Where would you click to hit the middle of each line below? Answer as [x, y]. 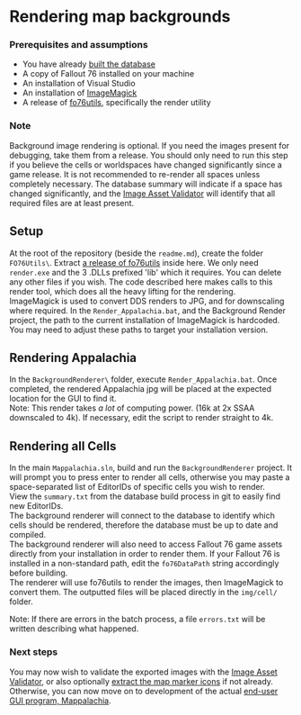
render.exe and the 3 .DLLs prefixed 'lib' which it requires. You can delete [146, 272]
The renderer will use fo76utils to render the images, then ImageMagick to [146, 583]
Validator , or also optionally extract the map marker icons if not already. [142, 681]
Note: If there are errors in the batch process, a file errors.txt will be [137, 620]
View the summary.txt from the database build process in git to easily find [145, 496]
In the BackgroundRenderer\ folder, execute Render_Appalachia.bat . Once [143, 379]
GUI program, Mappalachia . [60, 701]
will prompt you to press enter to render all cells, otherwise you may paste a [150, 477]
